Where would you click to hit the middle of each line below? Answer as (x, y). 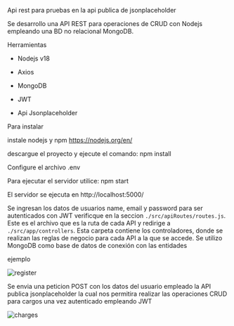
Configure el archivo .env (44, 167)
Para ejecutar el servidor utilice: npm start (68, 181)
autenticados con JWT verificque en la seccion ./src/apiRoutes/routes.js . (117, 216)
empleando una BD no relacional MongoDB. (71, 31)
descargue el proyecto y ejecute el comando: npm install (89, 154)
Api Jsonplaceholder (47, 113)
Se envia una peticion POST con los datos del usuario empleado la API (109, 286)
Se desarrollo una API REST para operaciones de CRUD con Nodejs (105, 24)
